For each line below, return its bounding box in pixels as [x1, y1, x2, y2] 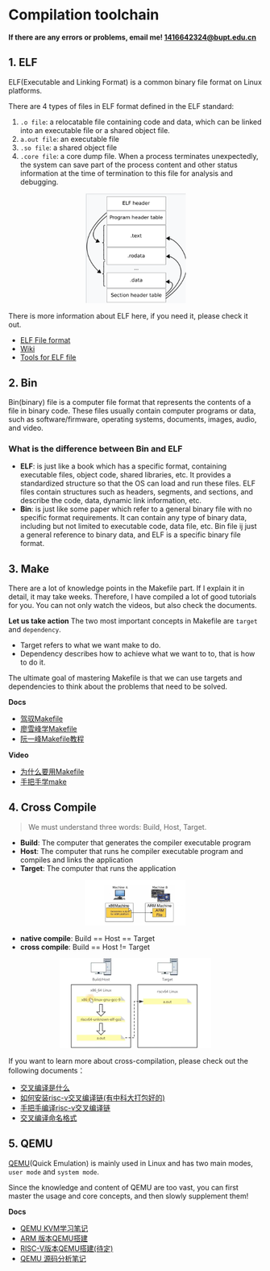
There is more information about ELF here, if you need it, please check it [8, 311, 248, 321]
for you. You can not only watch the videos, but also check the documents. [8, 601, 257, 610]
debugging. [19, 177, 59, 186]
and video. [8, 423, 44, 432]
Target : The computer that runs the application [19, 863, 177, 873]
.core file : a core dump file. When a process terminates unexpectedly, [19, 151, 260, 160]
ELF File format [19, 335, 71, 345]
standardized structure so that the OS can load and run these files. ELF [19, 478, 256, 489]
